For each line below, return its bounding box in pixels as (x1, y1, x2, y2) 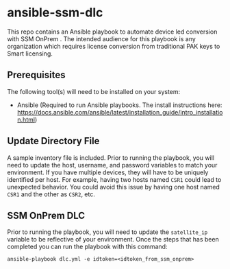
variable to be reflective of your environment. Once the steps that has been (7, 235, 219, 244)
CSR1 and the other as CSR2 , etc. (7, 190, 96, 198)
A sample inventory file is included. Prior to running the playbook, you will (7, 153, 214, 162)
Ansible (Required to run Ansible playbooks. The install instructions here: (16, 101, 222, 109)
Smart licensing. (7, 49, 53, 58)
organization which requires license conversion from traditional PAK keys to (7, 42, 220, 50)
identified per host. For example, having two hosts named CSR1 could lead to (7, 175, 222, 183)
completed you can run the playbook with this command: (7, 242, 168, 251)
